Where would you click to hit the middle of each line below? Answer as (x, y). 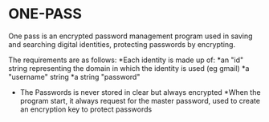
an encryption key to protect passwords (86, 109)
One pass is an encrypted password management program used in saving (130, 36)
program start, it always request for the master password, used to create (140, 100)
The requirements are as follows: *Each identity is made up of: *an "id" (126, 60)
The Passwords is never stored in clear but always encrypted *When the (140, 92)
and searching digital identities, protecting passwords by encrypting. (122, 44)
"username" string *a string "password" (74, 77)
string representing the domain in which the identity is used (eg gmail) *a (129, 68)
